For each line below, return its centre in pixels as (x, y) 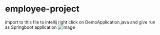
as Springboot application (31, 27)
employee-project (42, 9)
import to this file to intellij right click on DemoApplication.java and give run (80, 22)
